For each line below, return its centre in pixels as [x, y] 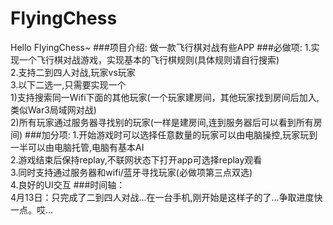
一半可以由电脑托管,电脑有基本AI [77, 147]
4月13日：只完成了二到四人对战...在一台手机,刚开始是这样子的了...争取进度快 [166, 197]
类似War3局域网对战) [53, 109]
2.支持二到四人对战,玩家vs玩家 [73, 72]
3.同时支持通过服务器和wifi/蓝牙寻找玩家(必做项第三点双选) [131, 172]
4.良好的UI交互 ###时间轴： [68, 184]
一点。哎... [32, 209]
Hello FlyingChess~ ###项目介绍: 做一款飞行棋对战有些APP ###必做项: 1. [161, 47]
